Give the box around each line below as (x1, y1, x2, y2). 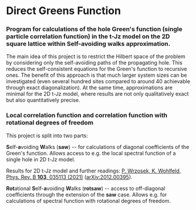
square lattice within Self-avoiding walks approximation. (6, 40, 171, 48)
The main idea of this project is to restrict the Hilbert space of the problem (6, 53, 186, 60)
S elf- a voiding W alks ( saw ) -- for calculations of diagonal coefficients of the (6, 143, 190, 150)
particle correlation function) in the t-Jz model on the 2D (6, 32, 170, 40)
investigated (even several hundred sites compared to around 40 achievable (6, 78, 191, 85)
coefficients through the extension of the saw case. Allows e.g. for (6, 191, 167, 198)
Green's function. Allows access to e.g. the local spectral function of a (6, 150, 176, 157)
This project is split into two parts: (6, 132, 88, 139)
